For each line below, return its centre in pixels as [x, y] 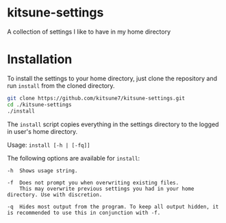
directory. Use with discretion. [55, 195]
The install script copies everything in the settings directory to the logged [113, 124]
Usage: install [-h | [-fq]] [49, 145]
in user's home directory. [42, 131]
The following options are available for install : [74, 158]
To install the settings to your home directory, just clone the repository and [112, 78]
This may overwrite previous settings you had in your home [107, 189]
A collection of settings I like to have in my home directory [89, 32]
